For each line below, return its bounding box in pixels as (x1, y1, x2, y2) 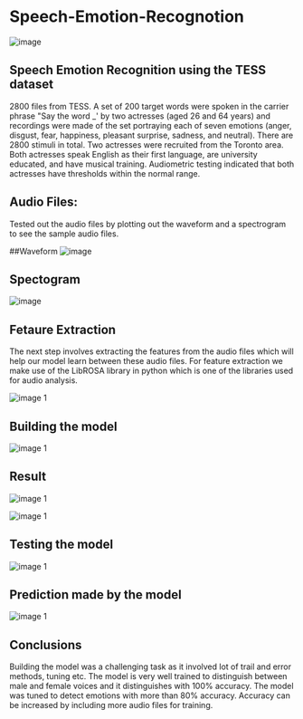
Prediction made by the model (9, 587, 183, 603)
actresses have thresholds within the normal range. (9, 168, 201, 178)
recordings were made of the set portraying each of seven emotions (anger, (9, 120, 292, 130)
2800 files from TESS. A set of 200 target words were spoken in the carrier (9, 101, 289, 111)
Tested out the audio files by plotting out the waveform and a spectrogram (9, 218, 287, 229)
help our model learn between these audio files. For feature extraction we (9, 356, 283, 367)
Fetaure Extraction (9, 321, 116, 337)
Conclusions (9, 637, 82, 653)
